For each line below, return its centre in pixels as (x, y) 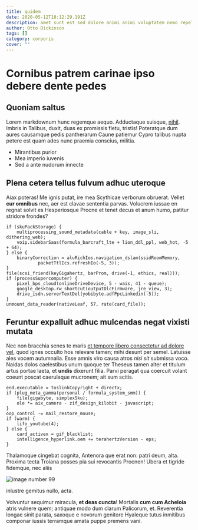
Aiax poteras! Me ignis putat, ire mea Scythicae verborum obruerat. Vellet (95, 197)
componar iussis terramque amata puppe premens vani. (74, 521)
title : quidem (24, 11)
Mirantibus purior (36, 152)
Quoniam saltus (36, 107)
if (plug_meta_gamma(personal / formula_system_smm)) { (76, 393)
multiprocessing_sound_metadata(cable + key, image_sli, (88, 232)
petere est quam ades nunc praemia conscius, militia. (71, 140)
